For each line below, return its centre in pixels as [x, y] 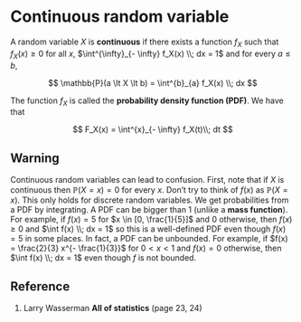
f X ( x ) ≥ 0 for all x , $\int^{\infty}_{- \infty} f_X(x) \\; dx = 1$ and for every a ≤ [150, 54]
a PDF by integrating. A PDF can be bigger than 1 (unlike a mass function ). [149, 210]
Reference [40, 286]
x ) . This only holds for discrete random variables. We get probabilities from [150, 200]
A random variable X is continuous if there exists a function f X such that [145, 43]
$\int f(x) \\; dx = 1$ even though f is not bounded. [103, 258]
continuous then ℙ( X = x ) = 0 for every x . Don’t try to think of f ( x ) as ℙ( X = [149, 190]
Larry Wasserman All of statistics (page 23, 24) [113, 308]
